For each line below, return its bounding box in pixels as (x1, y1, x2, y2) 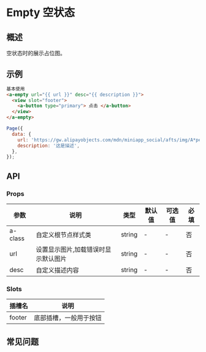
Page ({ (6, 125, 23, 132)
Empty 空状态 (6, 6, 75, 20)
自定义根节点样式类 (36, 231, 91, 239)
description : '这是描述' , (17, 143, 80, 149)
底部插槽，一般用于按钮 (34, 314, 102, 323)
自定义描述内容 (36, 266, 79, 274)
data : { (12, 131, 32, 137)
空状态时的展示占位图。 (6, 50, 66, 57)
